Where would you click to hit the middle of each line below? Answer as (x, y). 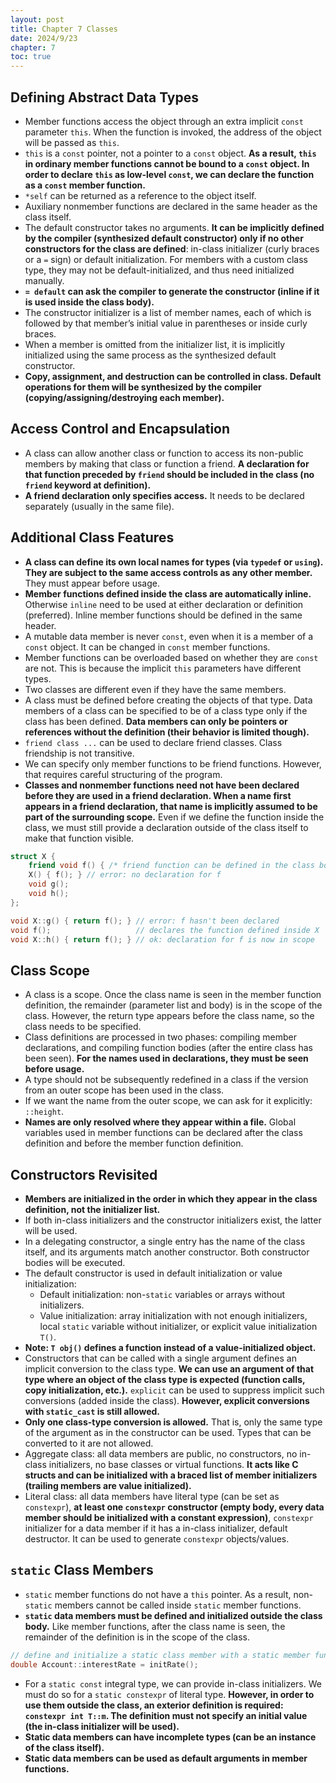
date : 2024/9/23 (44, 38)
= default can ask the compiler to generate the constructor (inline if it (172, 291)
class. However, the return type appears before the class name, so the (169, 1016)
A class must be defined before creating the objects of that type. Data (168, 700)
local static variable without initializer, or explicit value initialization (178, 1327)
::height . (44, 1112)
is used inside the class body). (89, 302)
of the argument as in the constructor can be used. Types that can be (168, 1433)
